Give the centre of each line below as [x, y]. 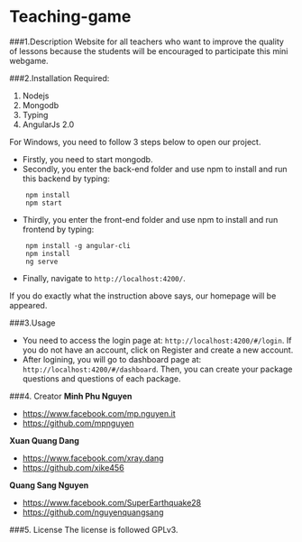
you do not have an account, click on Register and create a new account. [158, 350]
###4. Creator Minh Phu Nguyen [71, 396]
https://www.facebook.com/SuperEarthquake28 [112, 502]
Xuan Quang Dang [44, 440]
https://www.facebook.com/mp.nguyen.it [99, 413]
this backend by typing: [66, 179]
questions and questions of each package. [101, 378]
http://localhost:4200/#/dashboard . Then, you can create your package [157, 369]
